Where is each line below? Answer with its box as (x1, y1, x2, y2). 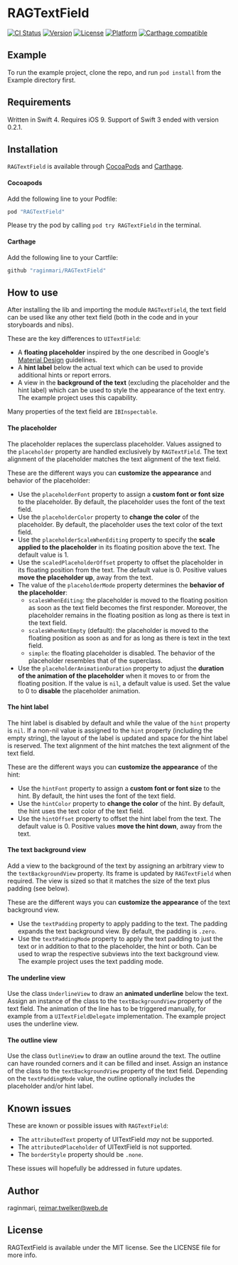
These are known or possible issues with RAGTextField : (7, 1121, 169, 1130)
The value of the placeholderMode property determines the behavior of (17, 580, 225, 589)
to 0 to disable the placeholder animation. (17, 686, 141, 695)
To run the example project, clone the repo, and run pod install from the (7, 68, 222, 76)
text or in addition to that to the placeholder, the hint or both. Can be (17, 942, 217, 950)
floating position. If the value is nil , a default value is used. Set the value (17, 678, 231, 688)
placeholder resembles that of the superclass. (28, 656, 163, 665)
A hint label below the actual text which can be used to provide (17, 363, 204, 372)
